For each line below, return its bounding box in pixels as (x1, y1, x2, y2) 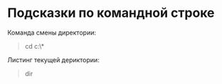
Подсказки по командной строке (7, 5, 215, 21)
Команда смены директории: (7, 28, 96, 37)
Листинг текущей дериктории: (7, 55, 100, 64)
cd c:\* (24, 42, 45, 50)
